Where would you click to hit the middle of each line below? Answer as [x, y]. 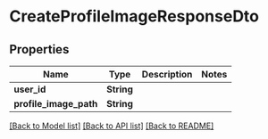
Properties [39, 49]
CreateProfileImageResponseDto [134, 16]
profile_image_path [56, 104]
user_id [30, 89]
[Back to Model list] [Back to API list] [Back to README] [112, 126]
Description [167, 74]
